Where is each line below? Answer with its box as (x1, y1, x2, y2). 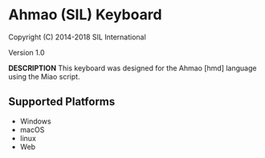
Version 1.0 (8, 47, 45, 57)
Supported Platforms (8, 95, 116, 109)
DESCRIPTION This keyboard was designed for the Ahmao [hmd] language (8, 63, 257, 73)
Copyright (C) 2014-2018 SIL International (8, 32, 146, 42)
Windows (19, 116, 51, 126)
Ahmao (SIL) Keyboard (8, 6, 162, 24)
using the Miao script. (8, 71, 80, 81)
